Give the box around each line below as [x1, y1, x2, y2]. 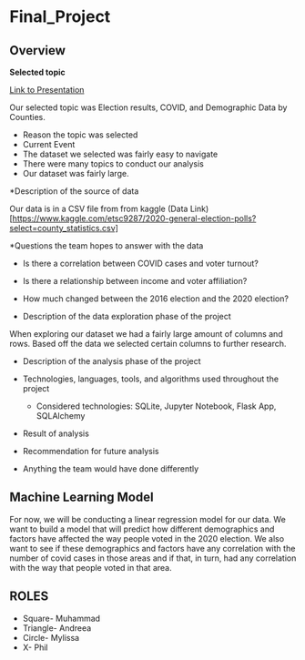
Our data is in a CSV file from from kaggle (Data [9, 203, 188, 214]
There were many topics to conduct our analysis [22, 158, 205, 169]
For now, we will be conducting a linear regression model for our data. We [9, 513, 287, 524]
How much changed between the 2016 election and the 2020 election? [22, 293, 290, 304]
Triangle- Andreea [22, 622, 92, 634]
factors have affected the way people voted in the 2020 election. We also [9, 533, 285, 543]
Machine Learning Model [9, 490, 154, 505]
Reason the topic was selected [22, 129, 138, 140]
